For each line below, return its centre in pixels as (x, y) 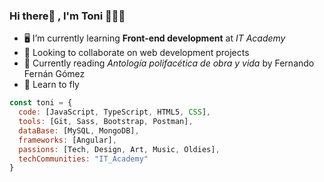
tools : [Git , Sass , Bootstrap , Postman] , (106, 122)
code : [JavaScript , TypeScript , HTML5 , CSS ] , (115, 112)
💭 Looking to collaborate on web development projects (136, 53)
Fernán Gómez (54, 74)
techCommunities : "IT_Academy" (83, 159)
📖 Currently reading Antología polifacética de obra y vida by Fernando (169, 63)
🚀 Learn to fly (51, 85)
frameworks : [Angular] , (67, 140)
